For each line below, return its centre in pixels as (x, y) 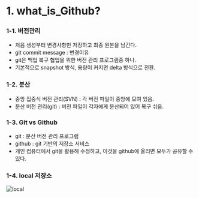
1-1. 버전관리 (23, 31)
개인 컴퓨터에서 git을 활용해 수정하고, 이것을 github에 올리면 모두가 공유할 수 (104, 151)
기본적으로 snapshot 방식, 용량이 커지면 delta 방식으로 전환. (85, 68)
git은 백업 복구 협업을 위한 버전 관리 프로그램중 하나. (76, 60)
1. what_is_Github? (53, 11)
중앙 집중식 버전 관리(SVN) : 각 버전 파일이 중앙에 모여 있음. (84, 99)
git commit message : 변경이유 (52, 53)
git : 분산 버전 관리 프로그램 (47, 136)
